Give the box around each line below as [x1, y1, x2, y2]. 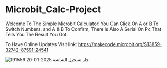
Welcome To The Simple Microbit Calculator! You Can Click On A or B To [5, 20, 159, 27]
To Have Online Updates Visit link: [5, 41, 77, 47]
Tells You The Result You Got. [5, 31, 68, 37]
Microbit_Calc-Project [5, 4, 101, 15]
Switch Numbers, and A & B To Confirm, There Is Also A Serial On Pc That [5, 26, 162, 32]
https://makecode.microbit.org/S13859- [78, 41, 162, 47]
